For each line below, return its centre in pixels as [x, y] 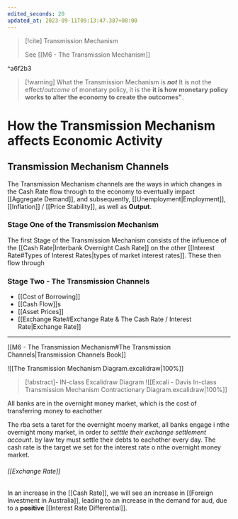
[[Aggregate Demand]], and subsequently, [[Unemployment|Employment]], [117, 199]
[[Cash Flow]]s [39, 304]
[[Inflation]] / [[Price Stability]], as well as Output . [80, 206]
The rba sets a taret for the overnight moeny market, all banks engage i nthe [119, 425]
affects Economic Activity [85, 141]
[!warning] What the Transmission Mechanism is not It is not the [118, 82]
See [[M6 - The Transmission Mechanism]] [87, 55]
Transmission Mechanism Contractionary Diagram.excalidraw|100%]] [126, 390]
